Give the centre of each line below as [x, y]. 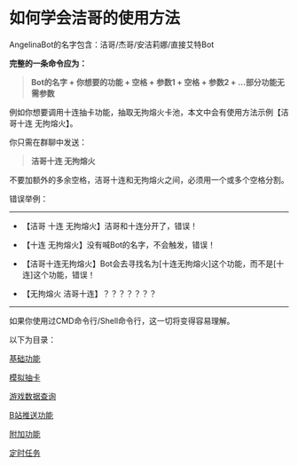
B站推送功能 [31, 415]
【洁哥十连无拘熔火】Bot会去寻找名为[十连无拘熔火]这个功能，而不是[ [149, 264]
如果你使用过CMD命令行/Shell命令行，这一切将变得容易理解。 [122, 320]
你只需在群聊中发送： [48, 142]
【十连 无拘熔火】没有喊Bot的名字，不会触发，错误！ [118, 244]
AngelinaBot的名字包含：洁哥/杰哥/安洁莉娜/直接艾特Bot [112, 44]
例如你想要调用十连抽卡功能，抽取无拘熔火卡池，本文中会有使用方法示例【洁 [149, 112]
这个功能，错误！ [64, 274]
